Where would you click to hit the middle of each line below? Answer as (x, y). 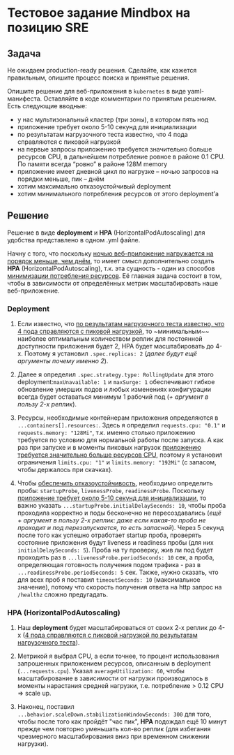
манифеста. (25, 98)
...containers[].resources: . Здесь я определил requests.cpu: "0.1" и (122, 425)
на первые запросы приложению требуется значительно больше (115, 149)
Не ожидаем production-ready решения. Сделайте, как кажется (102, 70)
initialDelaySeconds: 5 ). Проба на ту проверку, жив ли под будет (115, 550)
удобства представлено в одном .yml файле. (74, 240)
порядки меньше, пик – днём (61, 179)
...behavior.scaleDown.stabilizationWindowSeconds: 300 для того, (114, 714)
